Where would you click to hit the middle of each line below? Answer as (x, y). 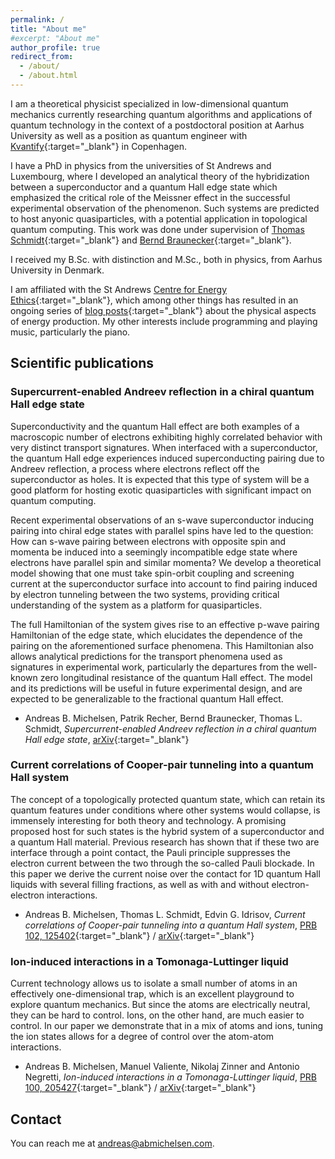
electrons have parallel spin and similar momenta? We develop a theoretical (166, 562)
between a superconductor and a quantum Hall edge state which (144, 187)
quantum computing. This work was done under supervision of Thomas (157, 229)
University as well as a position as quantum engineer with (129, 135)
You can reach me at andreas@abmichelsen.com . (112, 1143)
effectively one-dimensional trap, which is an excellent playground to (152, 994)
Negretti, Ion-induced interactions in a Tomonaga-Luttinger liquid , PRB (171, 1077)
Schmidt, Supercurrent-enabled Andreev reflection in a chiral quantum (170, 728)
